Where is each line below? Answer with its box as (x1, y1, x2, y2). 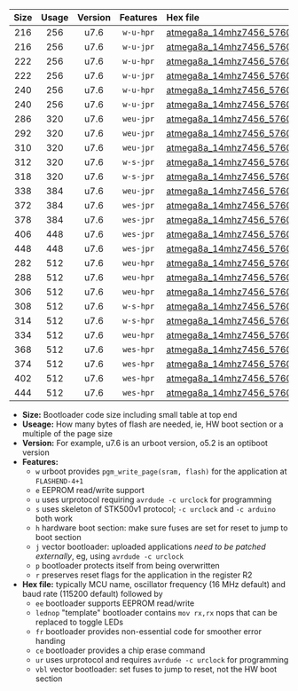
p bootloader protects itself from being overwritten (35, 561, 220, 570)
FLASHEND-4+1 (35, 477, 84, 486)
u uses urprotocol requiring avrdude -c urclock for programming (35, 494, 272, 505)
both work (35, 514, 74, 523)
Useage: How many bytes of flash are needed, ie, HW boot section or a (21, 419, 284, 429)
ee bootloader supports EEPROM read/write (35, 598, 195, 609)
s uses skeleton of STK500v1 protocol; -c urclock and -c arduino (35, 504, 277, 514)
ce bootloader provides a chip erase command (35, 645, 206, 656)
